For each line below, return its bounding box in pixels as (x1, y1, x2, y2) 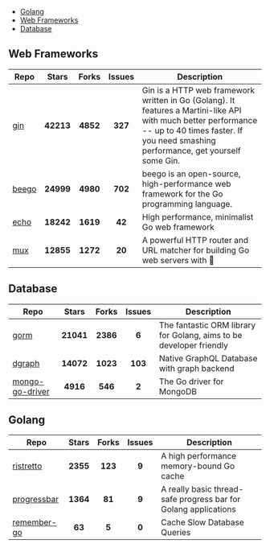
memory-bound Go (160, 460, 235, 472)
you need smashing (141, 134, 216, 146)
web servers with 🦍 (141, 254, 215, 266)
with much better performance (141, 114, 258, 126)
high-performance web (141, 178, 231, 189)
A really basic (160, 484, 212, 495)
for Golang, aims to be (159, 329, 243, 340)
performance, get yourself (141, 145, 241, 156)
